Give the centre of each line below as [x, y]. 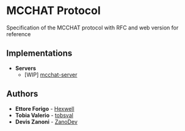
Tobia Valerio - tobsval [44, 115]
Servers [26, 68]
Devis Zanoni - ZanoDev [46, 122]
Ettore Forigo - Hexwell [45, 108]
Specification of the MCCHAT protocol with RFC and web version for [92, 28]
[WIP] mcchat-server [51, 75]
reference [19, 34]
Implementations [39, 54]
